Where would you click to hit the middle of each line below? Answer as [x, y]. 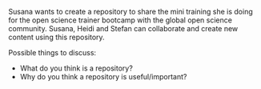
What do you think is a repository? [76, 68]
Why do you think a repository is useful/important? [103, 77]
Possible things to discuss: [52, 53]
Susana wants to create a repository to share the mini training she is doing [131, 12]
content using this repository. [57, 37]
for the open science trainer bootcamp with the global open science [120, 20]
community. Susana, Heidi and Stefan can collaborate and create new [123, 28]
